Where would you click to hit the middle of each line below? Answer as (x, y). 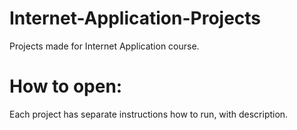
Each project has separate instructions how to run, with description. (149, 114)
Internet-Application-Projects (135, 18)
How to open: (66, 86)
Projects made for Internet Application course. (104, 46)
